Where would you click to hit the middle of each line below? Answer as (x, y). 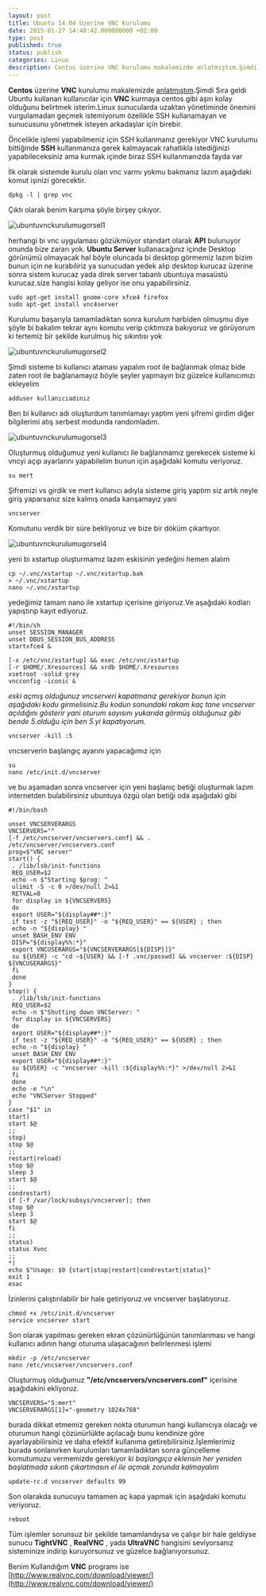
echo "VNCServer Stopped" (54, 1096)
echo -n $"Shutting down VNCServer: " (76, 1012)
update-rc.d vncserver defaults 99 (67, 1481)
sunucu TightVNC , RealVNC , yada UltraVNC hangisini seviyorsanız (121, 1543)
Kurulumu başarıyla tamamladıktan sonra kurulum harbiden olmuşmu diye (129, 319)
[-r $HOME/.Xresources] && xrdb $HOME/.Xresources (94, 667)
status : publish (35, 53)
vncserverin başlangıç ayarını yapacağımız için (85, 750)
